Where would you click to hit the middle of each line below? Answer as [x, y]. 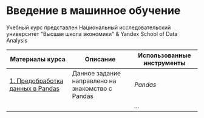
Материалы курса [38, 59]
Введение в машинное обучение [93, 11]
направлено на [94, 81]
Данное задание [97, 73]
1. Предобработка [36, 81]
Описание [100, 59]
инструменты [165, 63]
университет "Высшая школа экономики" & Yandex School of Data [92, 33]
